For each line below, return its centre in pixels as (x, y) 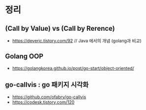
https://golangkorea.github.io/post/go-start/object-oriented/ (73, 68)
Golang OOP (24, 56)
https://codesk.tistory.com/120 (43, 102)
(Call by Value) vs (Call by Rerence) (60, 28)
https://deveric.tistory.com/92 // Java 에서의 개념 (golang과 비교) (77, 41)
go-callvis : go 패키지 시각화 (47, 85)
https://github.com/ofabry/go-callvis (49, 97)
